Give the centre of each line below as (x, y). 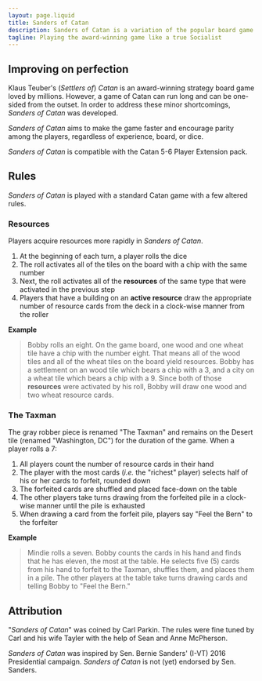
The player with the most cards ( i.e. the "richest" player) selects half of (134, 472)
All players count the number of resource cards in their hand (117, 464)
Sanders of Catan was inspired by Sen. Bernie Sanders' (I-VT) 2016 (117, 654)
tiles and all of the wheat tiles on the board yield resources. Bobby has (140, 362)
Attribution (35, 611)
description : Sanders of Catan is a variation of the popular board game (131, 30)
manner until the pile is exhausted (91, 506)
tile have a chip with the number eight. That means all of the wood (134, 353)
